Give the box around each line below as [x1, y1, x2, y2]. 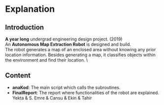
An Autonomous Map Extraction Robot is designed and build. [5, 41, 131, 47]
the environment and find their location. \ [5, 57, 88, 63]
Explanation [5, 3, 55, 15]
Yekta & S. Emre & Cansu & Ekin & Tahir [12, 95, 92, 101]
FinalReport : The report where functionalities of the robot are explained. [12, 90, 159, 96]
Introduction [5, 23, 44, 32]
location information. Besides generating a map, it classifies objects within [5, 52, 156, 58]
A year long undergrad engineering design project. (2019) [5, 36, 123, 42]
